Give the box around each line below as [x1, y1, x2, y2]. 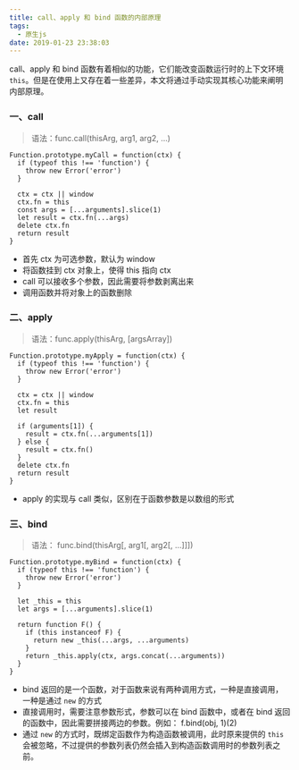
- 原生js [17, 30, 47, 38]
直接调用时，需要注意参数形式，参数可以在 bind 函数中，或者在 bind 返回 [21, 707, 291, 717]
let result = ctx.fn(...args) [17, 213, 129, 222]
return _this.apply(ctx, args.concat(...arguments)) [25, 652, 226, 661]
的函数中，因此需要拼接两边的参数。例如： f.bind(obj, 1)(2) [21, 717, 237, 729]
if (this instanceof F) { [25, 628, 122, 638]
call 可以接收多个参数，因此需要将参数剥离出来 [21, 275, 195, 286]
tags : [9, 21, 29, 30]
